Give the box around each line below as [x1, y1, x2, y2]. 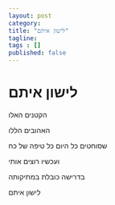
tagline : [8, 34, 38, 42]
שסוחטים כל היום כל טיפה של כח [8, 141, 108, 151]
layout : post [8, 11, 52, 20]
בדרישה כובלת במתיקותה [8, 171, 85, 181]
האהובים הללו [8, 125, 51, 135]
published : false [8, 49, 67, 57]
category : [8, 19, 42, 27]
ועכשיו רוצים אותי [8, 156, 60, 166]
